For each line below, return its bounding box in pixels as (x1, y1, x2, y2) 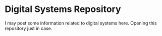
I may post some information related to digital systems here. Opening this (5, 20, 157, 26)
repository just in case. (5, 25, 52, 31)
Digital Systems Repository (5, 3, 122, 15)
